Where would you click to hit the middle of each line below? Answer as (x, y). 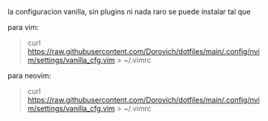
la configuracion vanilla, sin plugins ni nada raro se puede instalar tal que (129, 12)
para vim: (23, 27)
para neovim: (30, 75)
